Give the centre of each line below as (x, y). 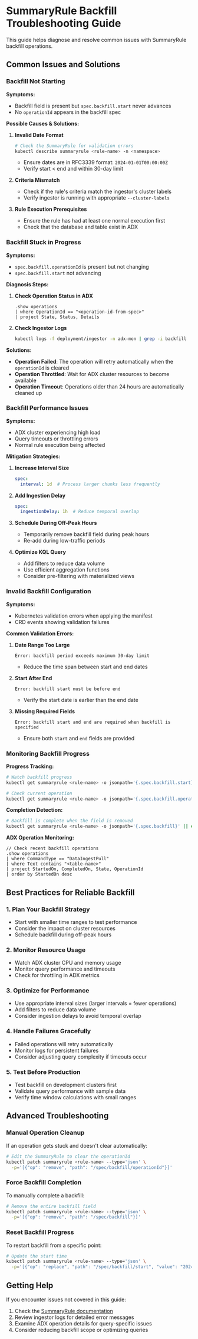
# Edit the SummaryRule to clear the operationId (68, 1156)
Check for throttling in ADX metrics (57, 975)
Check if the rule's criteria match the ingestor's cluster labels (98, 192)
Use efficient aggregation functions (67, 570)
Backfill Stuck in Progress (44, 242)
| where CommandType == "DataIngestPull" (58, 859)
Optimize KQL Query (40, 552)
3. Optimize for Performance (48, 991)
